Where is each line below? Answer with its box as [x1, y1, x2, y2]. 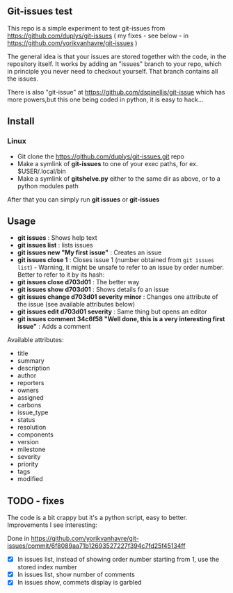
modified [17, 475, 43, 483]
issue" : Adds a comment [17, 323, 91, 331]
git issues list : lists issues [17, 241, 93, 250]
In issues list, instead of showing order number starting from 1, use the [17, 555, 220, 564]
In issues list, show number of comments [17, 570, 136, 579]
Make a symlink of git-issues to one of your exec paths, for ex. [17, 159, 198, 168]
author [17, 371, 37, 380]
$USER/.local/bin [17, 167, 66, 175]
